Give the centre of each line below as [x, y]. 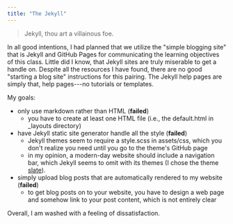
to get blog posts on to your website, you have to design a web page [126, 192]
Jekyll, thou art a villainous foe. [69, 33]
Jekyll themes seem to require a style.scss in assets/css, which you [125, 141]
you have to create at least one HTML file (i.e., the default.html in [121, 118]
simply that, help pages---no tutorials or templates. [81, 83]
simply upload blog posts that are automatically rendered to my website [120, 177]
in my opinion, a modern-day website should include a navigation [121, 155]
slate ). [37, 170]
